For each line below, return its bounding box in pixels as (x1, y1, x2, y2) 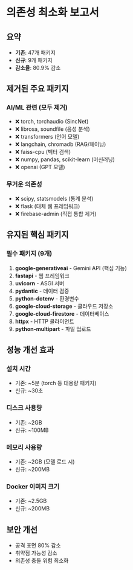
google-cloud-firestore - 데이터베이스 (15, 310, 109, 317)
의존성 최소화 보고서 (6, 5, 100, 19)
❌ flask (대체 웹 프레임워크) (15, 202, 80, 210)
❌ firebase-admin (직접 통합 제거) (15, 210, 97, 217)
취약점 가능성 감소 (15, 549, 57, 557)
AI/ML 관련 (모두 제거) (6, 103, 68, 112)
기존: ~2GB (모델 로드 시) (15, 457, 75, 465)
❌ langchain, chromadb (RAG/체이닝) (15, 141, 106, 148)
